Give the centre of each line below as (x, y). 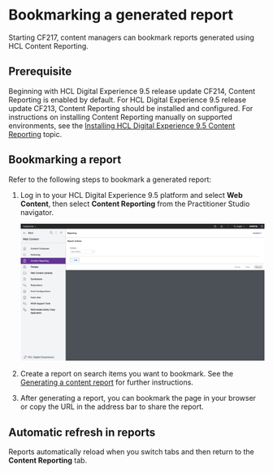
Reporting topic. (35, 134)
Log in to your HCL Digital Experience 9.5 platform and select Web (131, 195)
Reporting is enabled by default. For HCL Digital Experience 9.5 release (127, 100)
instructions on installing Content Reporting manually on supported (121, 117)
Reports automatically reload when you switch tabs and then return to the (131, 451)
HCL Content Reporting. (49, 45)
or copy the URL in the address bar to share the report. (112, 406)
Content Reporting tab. (48, 460)
